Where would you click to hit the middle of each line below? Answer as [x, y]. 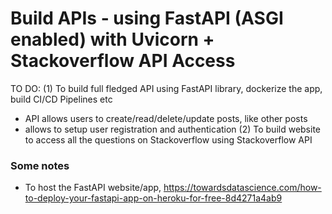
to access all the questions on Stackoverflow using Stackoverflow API [168, 139]
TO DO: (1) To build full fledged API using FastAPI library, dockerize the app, [166, 88]
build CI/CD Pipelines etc [61, 99]
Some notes [40, 165]
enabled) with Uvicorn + [112, 39]
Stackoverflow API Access [123, 61]
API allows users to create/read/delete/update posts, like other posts [166, 118]
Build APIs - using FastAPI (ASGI [147, 18]
